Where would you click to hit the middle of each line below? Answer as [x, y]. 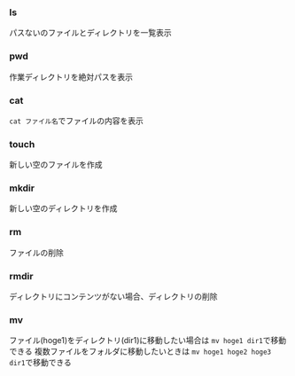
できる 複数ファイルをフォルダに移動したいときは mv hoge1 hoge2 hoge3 [140, 351]
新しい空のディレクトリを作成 [63, 208]
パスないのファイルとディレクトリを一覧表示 [91, 33]
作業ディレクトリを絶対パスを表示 [71, 76]
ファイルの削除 [36, 252]
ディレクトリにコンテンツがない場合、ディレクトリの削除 [114, 297]
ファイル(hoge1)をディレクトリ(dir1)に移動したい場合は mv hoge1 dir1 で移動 [148, 341]
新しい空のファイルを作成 [56, 165]
